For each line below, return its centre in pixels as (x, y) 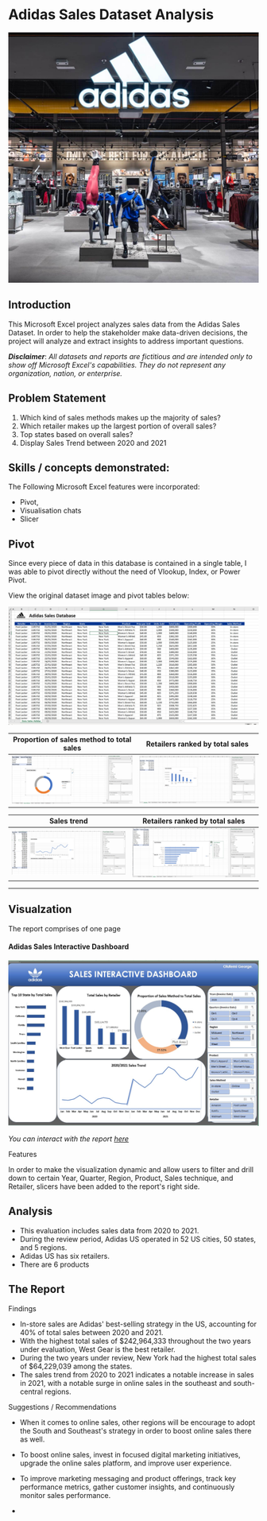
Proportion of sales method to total (72, 740)
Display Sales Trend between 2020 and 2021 (93, 443)
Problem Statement (57, 399)
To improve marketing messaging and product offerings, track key (128, 1478)
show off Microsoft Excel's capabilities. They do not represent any (117, 365)
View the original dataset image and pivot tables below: (99, 596)
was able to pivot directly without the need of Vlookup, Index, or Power (124, 572)
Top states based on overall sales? (76, 434)
